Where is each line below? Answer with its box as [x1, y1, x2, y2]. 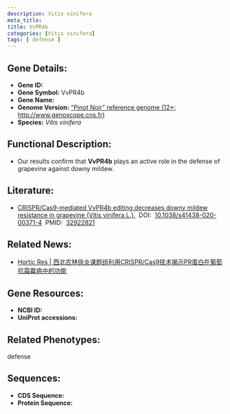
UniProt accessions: [17, 313, 78, 322]
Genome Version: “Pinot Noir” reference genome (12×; [17, 103, 176, 111]
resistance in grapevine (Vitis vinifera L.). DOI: [17, 211, 152, 219]
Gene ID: [17, 81, 43, 89]
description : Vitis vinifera [7, 10, 92, 18]
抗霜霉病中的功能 [17, 267, 67, 275]
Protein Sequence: [17, 399, 73, 407]
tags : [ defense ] [7, 36, 61, 43]
